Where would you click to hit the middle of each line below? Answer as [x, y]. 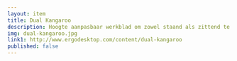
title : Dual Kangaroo [39, 20]
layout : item [27, 14]
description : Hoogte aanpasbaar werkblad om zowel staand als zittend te [119, 27]
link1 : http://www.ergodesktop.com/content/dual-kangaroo [95, 40]
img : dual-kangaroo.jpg [43, 33]
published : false [33, 46]
